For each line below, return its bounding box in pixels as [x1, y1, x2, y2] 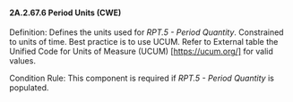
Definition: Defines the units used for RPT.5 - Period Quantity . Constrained [9, 27, 284, 38]
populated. [9, 82, 49, 93]
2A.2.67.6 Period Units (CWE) [9, 7, 122, 18]
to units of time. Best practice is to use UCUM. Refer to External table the [9, 37, 279, 47]
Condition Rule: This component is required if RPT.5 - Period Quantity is [9, 72, 275, 84]
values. [9, 55, 36, 66]
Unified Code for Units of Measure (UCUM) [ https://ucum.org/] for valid [9, 46, 273, 57]
